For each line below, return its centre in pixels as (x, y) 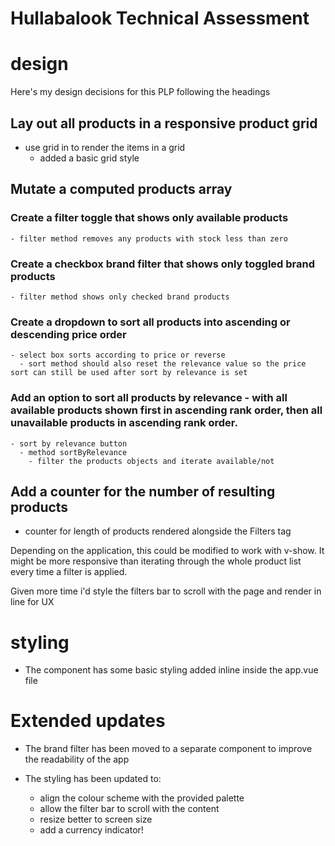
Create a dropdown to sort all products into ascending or (150, 322)
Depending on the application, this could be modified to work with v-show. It (167, 551)
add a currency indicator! (91, 830)
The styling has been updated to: (93, 779)
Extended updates (88, 721)
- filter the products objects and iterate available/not (151, 461)
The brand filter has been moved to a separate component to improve (168, 749)
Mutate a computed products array (121, 189)
